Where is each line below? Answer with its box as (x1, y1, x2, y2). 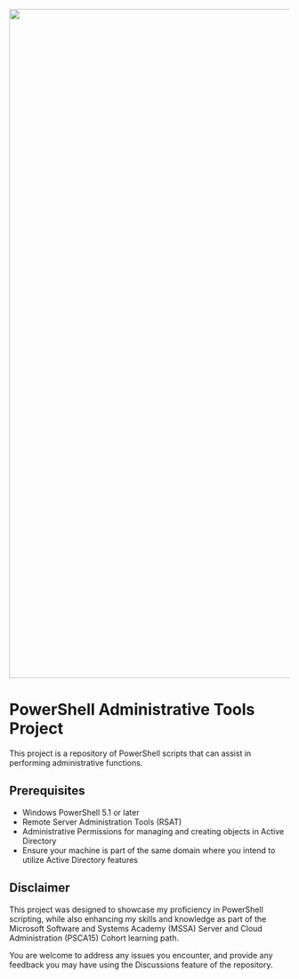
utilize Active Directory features (21, 854, 138, 865)
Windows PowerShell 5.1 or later (21, 807, 140, 817)
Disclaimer (9, 880, 70, 896)
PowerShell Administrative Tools (9, 700, 255, 720)
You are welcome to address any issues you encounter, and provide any (9, 950, 273, 960)
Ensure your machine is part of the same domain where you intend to (21, 844, 276, 856)
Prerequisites (9, 784, 85, 799)
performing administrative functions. (9, 757, 143, 767)
